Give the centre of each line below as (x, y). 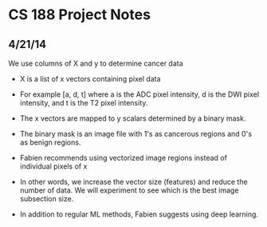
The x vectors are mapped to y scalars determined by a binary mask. (133, 118)
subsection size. (47, 199)
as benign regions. (50, 142)
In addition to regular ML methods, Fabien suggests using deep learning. (139, 214)
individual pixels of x (53, 166)
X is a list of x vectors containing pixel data (90, 79)
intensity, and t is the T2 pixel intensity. (84, 103)
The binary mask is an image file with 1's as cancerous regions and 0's (136, 134)
